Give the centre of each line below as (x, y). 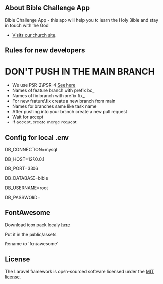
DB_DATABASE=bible (27, 178)
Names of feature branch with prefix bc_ (53, 90)
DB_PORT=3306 (22, 168)
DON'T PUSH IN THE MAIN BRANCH (80, 72)
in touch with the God (27, 25)
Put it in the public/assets (31, 234)
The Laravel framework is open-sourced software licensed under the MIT (80, 271)
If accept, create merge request (44, 122)
